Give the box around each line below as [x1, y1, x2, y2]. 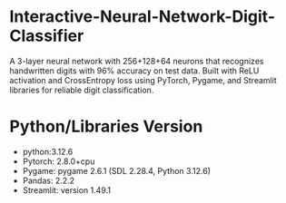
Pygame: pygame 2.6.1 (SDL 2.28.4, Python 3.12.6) [22, 165, 212, 176]
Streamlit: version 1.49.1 [22, 184, 112, 196]
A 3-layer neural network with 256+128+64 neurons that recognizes [9, 55, 264, 66]
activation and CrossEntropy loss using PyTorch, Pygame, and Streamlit [9, 74, 277, 85]
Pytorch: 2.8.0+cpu [22, 156, 95, 167]
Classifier [9, 25, 84, 46]
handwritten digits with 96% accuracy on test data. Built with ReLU [9, 65, 260, 76]
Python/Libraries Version [9, 116, 203, 137]
